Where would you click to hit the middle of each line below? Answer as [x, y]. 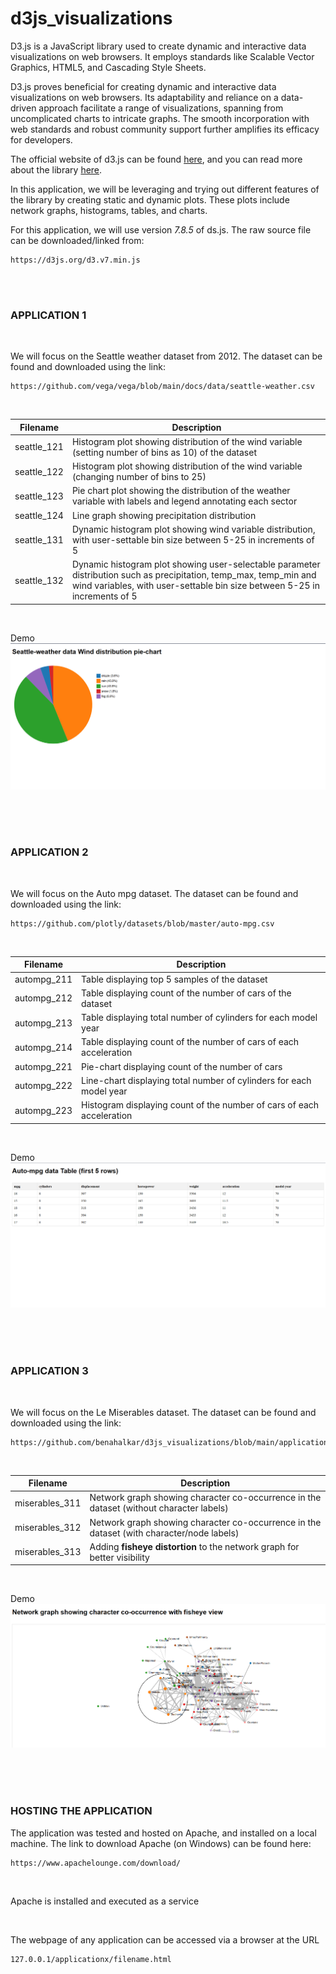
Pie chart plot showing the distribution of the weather [181, 491]
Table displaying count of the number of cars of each [190, 1042]
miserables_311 [48, 1503]
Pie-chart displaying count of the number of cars [182, 1066]
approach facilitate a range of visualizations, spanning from [161, 108]
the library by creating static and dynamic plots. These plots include [150, 199]
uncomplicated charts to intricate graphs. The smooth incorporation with [160, 118]
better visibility [119, 1557]
